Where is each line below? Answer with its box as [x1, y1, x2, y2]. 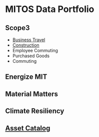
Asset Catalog [5, 124, 50, 132]
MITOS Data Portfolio [5, 4, 94, 15]
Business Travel [12, 37, 45, 43]
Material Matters [5, 89, 58, 98]
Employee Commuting [12, 48, 58, 53]
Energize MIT [5, 73, 47, 81]
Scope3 [5, 24, 30, 32]
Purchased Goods [12, 53, 50, 59]
